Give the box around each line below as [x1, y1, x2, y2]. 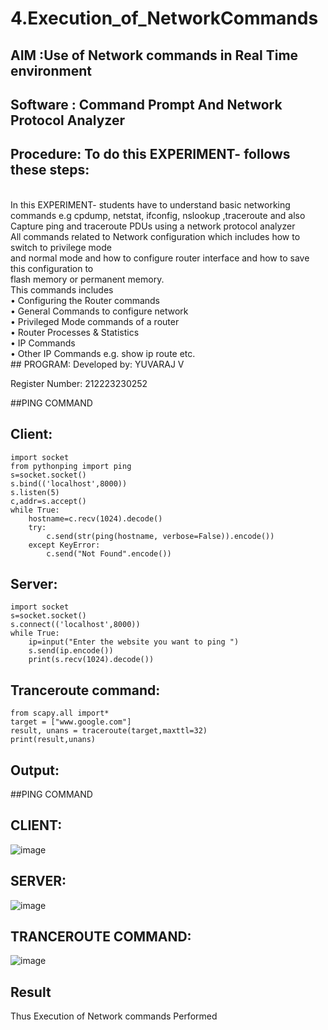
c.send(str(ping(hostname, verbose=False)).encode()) [46, 531, 275, 541]
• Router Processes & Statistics [10, 326, 140, 338]
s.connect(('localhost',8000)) [10, 620, 141, 630]
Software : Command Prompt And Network [10, 96, 283, 113]
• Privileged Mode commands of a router [10, 315, 180, 327]
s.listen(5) [10, 487, 60, 497]
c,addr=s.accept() [10, 496, 87, 506]
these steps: [10, 162, 90, 179]
